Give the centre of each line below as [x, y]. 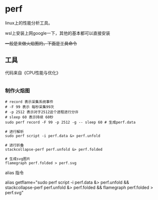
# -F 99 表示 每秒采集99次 [29, 107]
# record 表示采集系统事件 [29, 102]
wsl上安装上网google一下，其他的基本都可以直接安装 [57, 33]
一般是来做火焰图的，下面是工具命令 [41, 43]
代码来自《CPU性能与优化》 [33, 72]
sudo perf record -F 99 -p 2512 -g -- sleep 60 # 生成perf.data [70, 122]
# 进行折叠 [14, 145]
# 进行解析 [14, 132]
